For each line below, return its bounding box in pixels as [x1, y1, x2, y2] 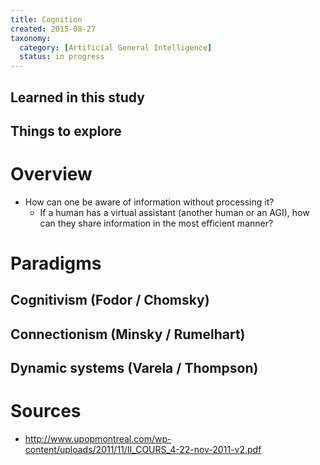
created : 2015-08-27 [10, 24, 97, 34]
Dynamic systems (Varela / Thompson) [10, 360, 259, 377]
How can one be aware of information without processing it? [24, 196, 275, 208]
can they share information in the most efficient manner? [39, 217, 274, 229]
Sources [10, 400, 82, 423]
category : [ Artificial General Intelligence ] [19, 42, 213, 53]
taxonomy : [10, 33, 52, 43]
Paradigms [10, 252, 102, 275]
